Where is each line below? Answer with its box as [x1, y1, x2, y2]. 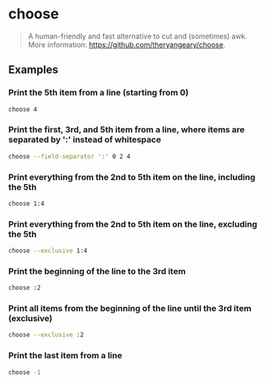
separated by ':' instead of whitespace [8, 134, 162, 145]
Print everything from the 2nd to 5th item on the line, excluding [8, 218, 258, 229]
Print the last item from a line [8, 350, 122, 361]
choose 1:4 [8, 200, 45, 208]
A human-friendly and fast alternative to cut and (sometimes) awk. [27, 31, 248, 41]
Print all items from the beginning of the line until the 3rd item [8, 303, 252, 314]
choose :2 [8, 284, 42, 292]
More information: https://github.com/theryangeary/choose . [27, 39, 226, 49]
